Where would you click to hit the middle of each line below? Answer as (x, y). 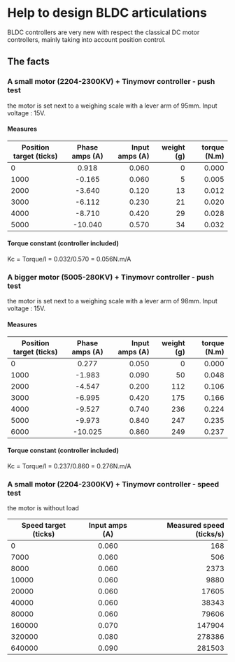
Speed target (44, 526)
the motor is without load (43, 508)
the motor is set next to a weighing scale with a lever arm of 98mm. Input (113, 301)
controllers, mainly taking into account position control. (86, 39)
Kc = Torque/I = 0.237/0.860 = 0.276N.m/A (69, 466)
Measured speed (195, 526)
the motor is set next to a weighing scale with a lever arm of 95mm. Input (112, 106)
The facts (29, 62)
